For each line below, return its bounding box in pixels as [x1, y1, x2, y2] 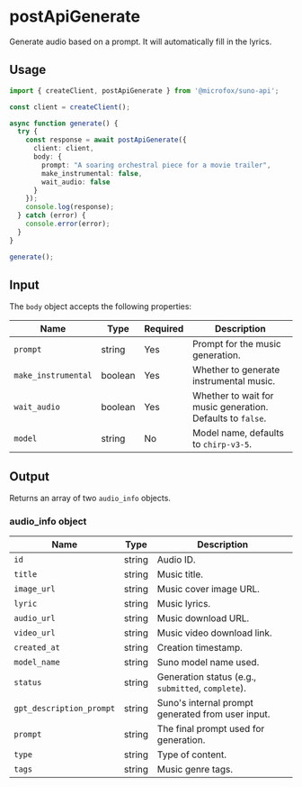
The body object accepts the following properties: [9, 301, 191, 312]
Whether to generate [191, 363, 280, 376]
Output [9, 469, 49, 484]
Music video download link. [156, 627, 272, 639]
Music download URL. [156, 612, 250, 625]
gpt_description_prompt [13, 703, 116, 714]
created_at [13, 643, 60, 653]
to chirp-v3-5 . [191, 438, 252, 451]
